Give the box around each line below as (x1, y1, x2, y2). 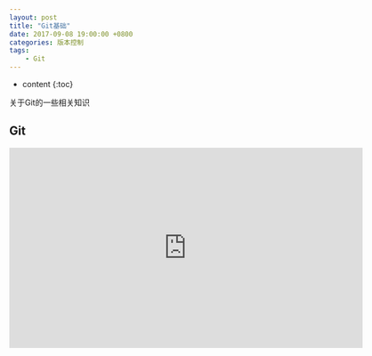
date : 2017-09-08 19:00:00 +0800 (9, 29, 133, 38)
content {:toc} (21, 79, 74, 89)
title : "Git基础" (9, 21, 71, 30)
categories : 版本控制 (9, 37, 85, 47)
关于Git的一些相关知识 (9, 97, 91, 108)
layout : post (9, 12, 58, 22)
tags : (9, 46, 29, 55)
